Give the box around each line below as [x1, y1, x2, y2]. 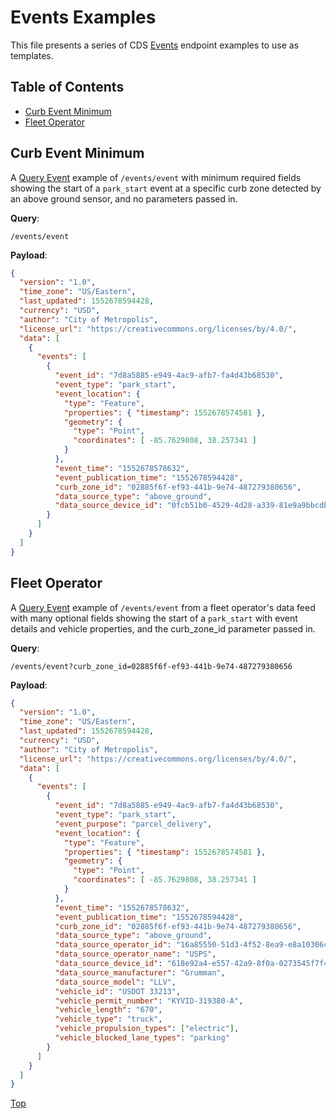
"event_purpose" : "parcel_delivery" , [54, 819, 213, 829]
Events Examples [10, 6, 157, 29]
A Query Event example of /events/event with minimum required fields [10, 171, 302, 183]
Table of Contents [10, 79, 125, 96]
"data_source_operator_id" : [54, 940, 172, 950]
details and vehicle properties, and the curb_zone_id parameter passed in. [10, 622, 316, 635]
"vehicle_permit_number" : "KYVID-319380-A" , [54, 996, 244, 1006]
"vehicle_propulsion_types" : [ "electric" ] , [54, 1024, 240, 1034]
